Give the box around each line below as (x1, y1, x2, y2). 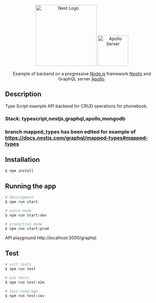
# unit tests (5, 262, 32, 267)
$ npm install (5, 168, 34, 173)
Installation (5, 156, 40, 164)
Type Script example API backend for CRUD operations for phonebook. (5, 103, 148, 109)
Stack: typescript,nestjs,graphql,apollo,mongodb (5, 115, 126, 122)
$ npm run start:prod (5, 226, 49, 231)
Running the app (5, 182, 56, 190)
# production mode (5, 222, 42, 226)
